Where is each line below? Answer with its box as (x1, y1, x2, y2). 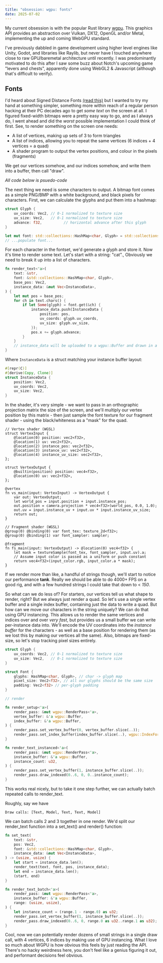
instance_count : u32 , (14, 759, 57, 764)
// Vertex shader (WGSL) (5, 427, 55, 432)
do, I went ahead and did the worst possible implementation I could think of (5, 118, 156, 124)
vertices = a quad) (12, 143, 49, 149)
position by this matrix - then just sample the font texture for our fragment (5, 412, 153, 418)
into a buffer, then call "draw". (5, 168, 65, 174)
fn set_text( (5, 833, 32, 838)
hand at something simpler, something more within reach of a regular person (5, 103, 158, 108)
